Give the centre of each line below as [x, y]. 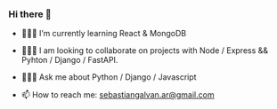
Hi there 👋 [30, 14]
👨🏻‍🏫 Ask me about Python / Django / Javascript [109, 77]
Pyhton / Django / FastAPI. [69, 60]
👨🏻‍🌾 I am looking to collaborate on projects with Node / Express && [145, 51]
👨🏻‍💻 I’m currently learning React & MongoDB [104, 34]
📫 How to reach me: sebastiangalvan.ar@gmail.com [118, 95]
